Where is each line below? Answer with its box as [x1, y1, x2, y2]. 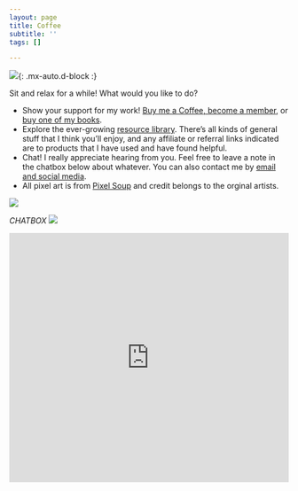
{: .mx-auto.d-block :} [18, 71, 98, 82]
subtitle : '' [9, 29, 58, 38]
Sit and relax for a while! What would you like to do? [9, 88, 198, 98]
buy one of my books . [21, 114, 103, 125]
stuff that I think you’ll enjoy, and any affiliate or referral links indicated [21, 134, 279, 144]
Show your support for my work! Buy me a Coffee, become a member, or [21, 105, 288, 116]
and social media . [21, 171, 87, 182]
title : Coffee [9, 21, 62, 30]
